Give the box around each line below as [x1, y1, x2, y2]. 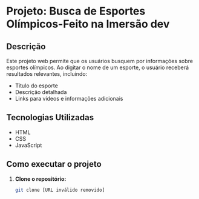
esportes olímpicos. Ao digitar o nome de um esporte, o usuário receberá [6, 64, 189, 71]
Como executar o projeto [6, 159, 102, 169]
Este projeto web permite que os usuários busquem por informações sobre [6, 58, 194, 64]
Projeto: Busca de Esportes [6, 4, 146, 18]
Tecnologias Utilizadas [6, 112, 94, 123]
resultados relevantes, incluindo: [6, 70, 88, 77]
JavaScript [15, 141, 42, 149]
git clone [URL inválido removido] [15, 187, 105, 193]
